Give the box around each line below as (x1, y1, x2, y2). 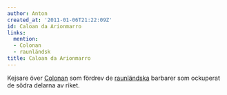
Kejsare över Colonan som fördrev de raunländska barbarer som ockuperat (7, 74, 221, 82)
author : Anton (7, 10, 48, 17)
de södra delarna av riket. (7, 81, 81, 89)
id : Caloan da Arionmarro (7, 23, 81, 30)
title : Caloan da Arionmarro (7, 55, 91, 62)
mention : (13, 36, 39, 43)
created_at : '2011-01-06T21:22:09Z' (7, 17, 112, 23)
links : (7, 29, 26, 36)
